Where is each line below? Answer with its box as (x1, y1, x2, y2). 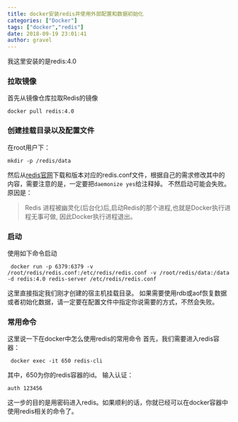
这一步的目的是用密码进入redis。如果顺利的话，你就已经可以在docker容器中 (7, 398, 229, 407)
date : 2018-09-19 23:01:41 (7, 30, 87, 38)
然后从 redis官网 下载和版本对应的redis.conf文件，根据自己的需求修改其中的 (7, 171, 225, 179)
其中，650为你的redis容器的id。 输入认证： (7, 371, 134, 380)
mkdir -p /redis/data (7, 157, 72, 164)
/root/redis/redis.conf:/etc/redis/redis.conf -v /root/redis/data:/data (7, 270, 230, 277)
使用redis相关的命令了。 (7, 407, 78, 416)
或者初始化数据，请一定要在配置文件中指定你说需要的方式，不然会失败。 (7, 298, 218, 307)
